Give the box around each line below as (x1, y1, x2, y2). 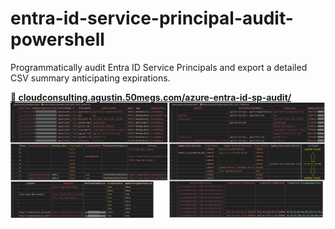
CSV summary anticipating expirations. (10, 72, 171, 84)
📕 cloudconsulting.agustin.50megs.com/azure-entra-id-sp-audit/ (10, 91, 292, 103)
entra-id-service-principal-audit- (10, 7, 294, 30)
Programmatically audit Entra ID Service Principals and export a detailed (10, 61, 308, 73)
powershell (10, 28, 105, 51)
